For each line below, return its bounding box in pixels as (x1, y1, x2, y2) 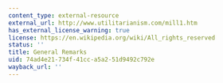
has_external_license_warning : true (8, 26, 130, 34)
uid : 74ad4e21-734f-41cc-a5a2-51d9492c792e (8, 56, 155, 64)
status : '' (8, 41, 45, 49)
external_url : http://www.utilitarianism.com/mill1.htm (8, 19, 198, 27)
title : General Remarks (8, 48, 88, 56)
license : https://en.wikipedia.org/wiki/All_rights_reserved (8, 33, 216, 42)
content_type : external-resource (8, 11, 119, 20)
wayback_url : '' (8, 63, 62, 71)
